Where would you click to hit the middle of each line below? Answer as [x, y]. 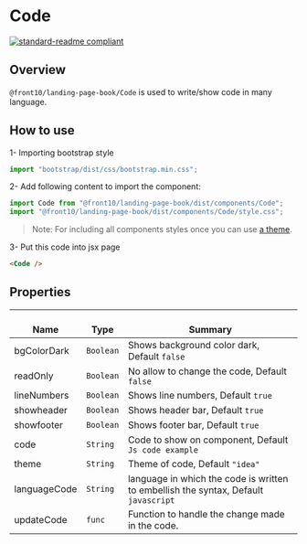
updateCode [41, 519]
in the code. [153, 525]
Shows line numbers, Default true [200, 395]
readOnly [34, 376]
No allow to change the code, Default [207, 371]
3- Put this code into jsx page [65, 247]
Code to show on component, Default [208, 440]
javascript [151, 500]
